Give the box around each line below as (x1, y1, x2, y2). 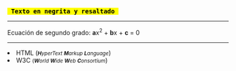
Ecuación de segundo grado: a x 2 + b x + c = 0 (7, 27, 140, 37)
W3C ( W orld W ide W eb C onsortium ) (16, 56, 108, 64)
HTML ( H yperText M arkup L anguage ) (16, 49, 111, 57)
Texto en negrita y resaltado (11, 8, 115, 15)
